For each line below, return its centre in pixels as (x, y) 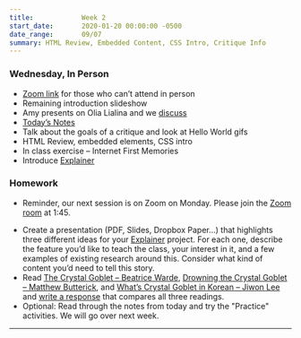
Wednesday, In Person (59, 74)
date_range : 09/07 (56, 34)
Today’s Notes (49, 122)
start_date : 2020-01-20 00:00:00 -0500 (95, 26)
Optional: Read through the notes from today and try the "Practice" (146, 306)
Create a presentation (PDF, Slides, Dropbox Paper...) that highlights (147, 230)
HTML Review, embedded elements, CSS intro (107, 141)
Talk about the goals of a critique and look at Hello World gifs (135, 132)
